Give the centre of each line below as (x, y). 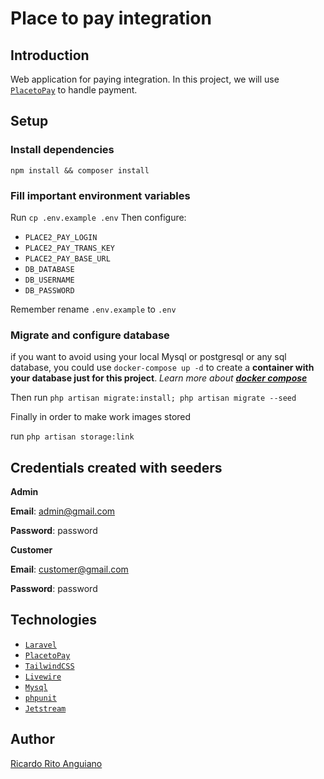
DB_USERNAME (49, 280)
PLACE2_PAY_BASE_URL (67, 258)
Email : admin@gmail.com (63, 511)
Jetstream (45, 708)
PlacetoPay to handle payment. (74, 90)
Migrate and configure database (90, 335)
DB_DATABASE (49, 269)
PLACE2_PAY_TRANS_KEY (69, 248)
